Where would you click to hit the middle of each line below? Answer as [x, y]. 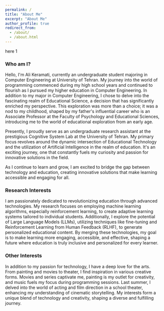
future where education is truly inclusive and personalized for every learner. [82, 243]
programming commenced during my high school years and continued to [79, 85]
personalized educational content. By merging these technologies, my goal [81, 233]
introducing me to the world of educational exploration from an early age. [79, 122]
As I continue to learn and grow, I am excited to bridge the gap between [77, 167]
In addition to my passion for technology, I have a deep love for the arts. [78, 266]
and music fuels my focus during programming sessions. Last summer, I [78, 282]
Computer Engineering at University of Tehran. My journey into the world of [82, 80]
